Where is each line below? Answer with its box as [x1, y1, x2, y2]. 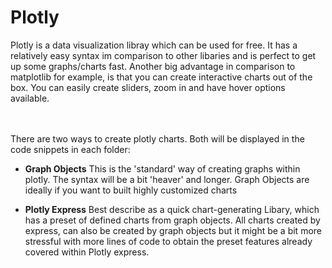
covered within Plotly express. [24, 246, 150, 258]
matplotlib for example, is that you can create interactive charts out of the [10, 71, 313, 83]
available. [10, 92, 50, 104]
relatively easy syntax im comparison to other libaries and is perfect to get [10, 49, 317, 61]
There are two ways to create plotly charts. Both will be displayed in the [10, 132, 305, 145]
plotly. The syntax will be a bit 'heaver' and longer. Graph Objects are [24, 173, 310, 185]
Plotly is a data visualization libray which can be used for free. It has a [10, 39, 298, 51]
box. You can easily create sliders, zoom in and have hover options [10, 81, 286, 93]
